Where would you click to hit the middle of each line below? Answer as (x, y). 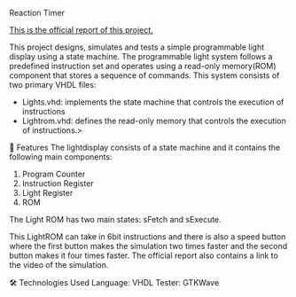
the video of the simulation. (59, 265)
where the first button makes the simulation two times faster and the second (148, 246)
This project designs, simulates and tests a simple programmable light (137, 47)
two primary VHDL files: (53, 85)
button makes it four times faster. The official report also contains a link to (144, 255)
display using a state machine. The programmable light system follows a (141, 56)
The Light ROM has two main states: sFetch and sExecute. (115, 219)
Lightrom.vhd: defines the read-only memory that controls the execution (154, 121)
